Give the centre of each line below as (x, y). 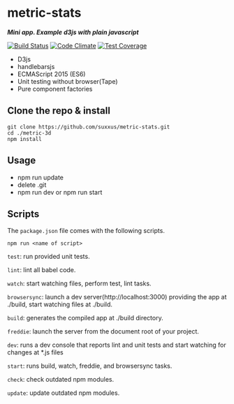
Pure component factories (55, 89)
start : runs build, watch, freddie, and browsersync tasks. (90, 366)
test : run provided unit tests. (49, 257)
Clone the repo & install (59, 111)
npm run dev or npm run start (60, 192)
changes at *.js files (36, 352)
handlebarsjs (36, 66)
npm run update (41, 177)
